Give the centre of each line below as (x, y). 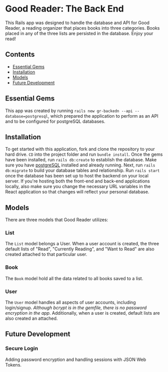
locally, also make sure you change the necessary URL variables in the (78, 187)
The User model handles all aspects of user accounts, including (71, 303)
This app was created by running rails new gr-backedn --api (69, 111)
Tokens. (13, 364)
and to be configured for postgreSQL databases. (55, 121)
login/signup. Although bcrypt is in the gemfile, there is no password (76, 308)
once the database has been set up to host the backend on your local (77, 176)
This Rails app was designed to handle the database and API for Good (77, 23)
